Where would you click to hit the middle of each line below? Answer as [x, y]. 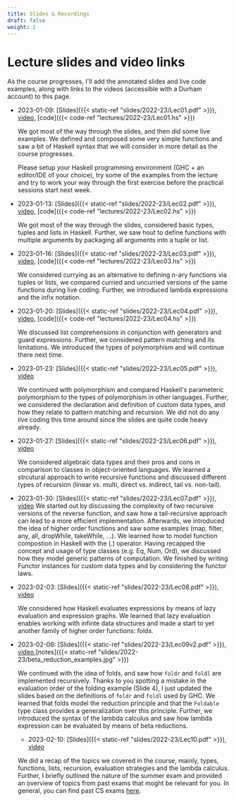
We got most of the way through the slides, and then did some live [114, 131]
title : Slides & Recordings [49, 14]
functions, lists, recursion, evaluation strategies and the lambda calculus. [123, 768]
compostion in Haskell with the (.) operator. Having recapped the [111, 543]
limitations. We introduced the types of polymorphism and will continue [121, 348]
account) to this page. [39, 97]
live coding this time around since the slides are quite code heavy [112, 420]
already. [29, 427]
